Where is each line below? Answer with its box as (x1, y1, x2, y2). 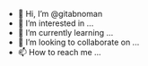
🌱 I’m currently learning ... (17, 28, 114, 37)
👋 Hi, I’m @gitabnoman (17, 9, 103, 19)
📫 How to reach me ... (17, 47, 101, 57)
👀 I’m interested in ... (17, 18, 94, 29)
